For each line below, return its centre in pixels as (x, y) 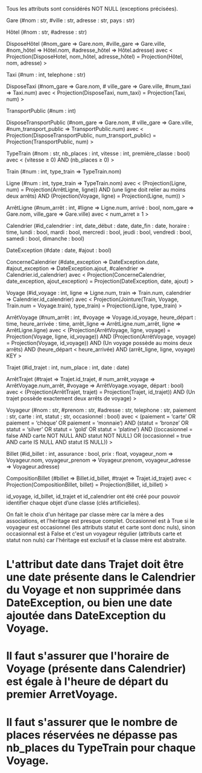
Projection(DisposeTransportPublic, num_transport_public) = (81, 135)
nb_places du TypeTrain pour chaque (101, 748)
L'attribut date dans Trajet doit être (95, 565)
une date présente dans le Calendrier (101, 577)
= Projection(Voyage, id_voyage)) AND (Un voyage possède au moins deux (99, 343)
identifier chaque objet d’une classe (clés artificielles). (73, 503)
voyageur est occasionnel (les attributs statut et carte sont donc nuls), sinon (101, 527)
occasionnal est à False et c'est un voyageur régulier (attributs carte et (94, 534)
